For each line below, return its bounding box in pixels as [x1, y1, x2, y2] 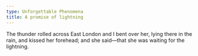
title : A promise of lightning [6, 14, 84, 20]
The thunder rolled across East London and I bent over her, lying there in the [6, 30, 193, 37]
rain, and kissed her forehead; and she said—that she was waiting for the [6, 37, 185, 44]
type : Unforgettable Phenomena [6, 8, 84, 15]
